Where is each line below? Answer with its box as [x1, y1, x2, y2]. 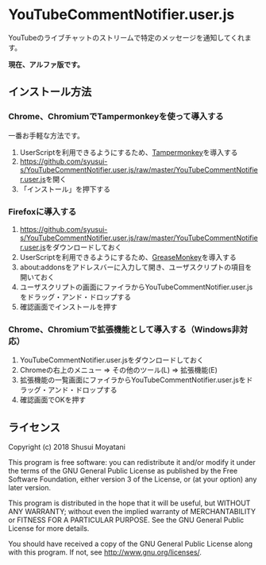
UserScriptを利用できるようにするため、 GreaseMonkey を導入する [19, 252, 237, 261]
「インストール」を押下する [19, 184, 111, 194]
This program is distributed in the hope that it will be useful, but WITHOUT [8, 498, 251, 508]
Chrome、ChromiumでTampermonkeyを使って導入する [8, 111, 224, 122]
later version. [8, 483, 52, 493]
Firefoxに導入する [8, 206, 77, 217]
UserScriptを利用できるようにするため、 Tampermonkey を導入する [19, 147, 238, 157]
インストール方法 [8, 85, 92, 99]
